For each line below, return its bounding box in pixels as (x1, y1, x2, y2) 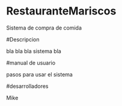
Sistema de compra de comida (6, 24, 82, 31)
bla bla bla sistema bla (6, 47, 61, 55)
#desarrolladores (6, 83, 49, 90)
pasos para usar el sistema (6, 70, 73, 78)
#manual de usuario (6, 59, 56, 66)
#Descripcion (6, 36, 40, 43)
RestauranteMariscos (6, 4, 117, 18)
